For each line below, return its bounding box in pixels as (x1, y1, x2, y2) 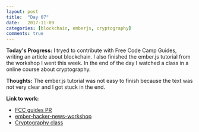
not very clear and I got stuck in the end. (6, 83, 106, 91)
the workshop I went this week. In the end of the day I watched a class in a (6, 60, 189, 67)
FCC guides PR (14, 107, 52, 114)
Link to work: (6, 95, 39, 102)
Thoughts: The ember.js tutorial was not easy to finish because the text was (6, 78, 193, 85)
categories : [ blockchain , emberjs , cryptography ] (6, 25, 132, 31)
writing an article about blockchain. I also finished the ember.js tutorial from (6, 53, 191, 60)
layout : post (6, 8, 39, 15)
